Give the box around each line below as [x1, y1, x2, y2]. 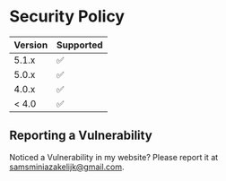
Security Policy [9, 6, 126, 27]
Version [13, 39, 48, 51]
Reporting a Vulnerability [9, 128, 152, 143]
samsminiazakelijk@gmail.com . [9, 161, 125, 172]
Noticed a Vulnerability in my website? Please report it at [9, 151, 219, 162]
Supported [56, 39, 103, 51]
